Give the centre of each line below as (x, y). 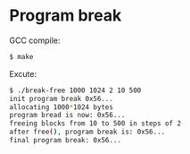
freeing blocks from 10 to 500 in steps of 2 (95, 124)
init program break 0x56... (62, 98)
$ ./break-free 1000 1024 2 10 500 (75, 90)
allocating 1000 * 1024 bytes (62, 107)
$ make (21, 56)
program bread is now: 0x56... (67, 115)
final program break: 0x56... (66, 141)
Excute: (23, 73)
